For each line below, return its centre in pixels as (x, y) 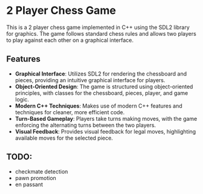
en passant (29, 184)
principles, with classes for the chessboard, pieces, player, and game (101, 93)
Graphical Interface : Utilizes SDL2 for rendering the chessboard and (101, 74)
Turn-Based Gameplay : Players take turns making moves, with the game (106, 118)
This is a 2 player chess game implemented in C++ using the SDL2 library (98, 27)
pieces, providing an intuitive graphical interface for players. (90, 80)
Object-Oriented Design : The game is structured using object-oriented (104, 86)
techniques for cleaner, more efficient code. (70, 112)
